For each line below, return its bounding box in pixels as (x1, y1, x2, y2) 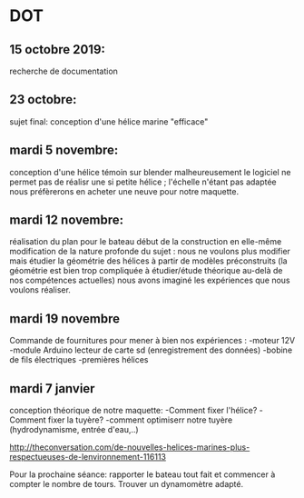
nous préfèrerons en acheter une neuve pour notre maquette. (9, 185, 239, 196)
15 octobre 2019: (9, 42, 106, 57)
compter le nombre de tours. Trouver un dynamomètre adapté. (9, 479, 243, 490)
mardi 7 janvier (9, 381, 95, 396)
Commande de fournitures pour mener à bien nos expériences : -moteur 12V (9, 335, 296, 346)
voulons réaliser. (9, 284, 71, 295)
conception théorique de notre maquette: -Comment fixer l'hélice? (9, 405, 258, 416)
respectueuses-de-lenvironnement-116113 (9, 452, 166, 463)
